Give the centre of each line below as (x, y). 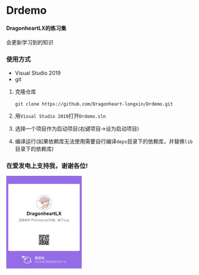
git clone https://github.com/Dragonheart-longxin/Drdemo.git (94, 104)
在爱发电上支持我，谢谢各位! (47, 166)
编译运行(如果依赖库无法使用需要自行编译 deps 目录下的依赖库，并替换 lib (104, 141)
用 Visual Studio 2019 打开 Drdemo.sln (60, 116)
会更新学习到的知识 (30, 42)
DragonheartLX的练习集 (36, 28)
